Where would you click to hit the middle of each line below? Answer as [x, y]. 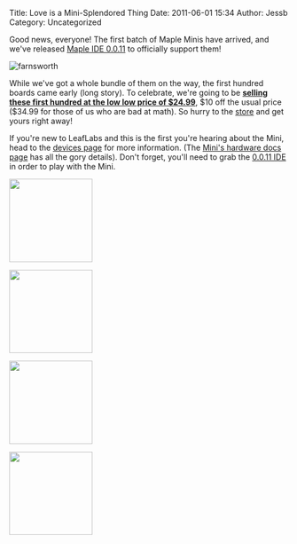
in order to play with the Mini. [63, 166]
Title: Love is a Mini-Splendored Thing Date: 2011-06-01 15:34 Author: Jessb [148, 13]
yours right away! [41, 121]
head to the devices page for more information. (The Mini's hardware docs [145, 147]
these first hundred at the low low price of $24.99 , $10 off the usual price [145, 102]
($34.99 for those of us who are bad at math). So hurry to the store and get [147, 111]
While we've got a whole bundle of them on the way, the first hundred [137, 83]
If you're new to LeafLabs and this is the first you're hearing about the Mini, [147, 138]
